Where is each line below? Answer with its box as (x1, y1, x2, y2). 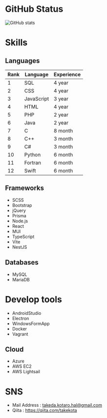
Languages (5, 57, 40, 65)
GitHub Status (5, 3, 64, 15)
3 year (53, 95, 69, 102)
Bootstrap (12, 202, 32, 208)
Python (24, 151, 41, 158)
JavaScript (24, 95, 49, 102)
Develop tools (5, 294, 62, 305)
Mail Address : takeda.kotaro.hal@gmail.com (12, 402, 103, 408)
